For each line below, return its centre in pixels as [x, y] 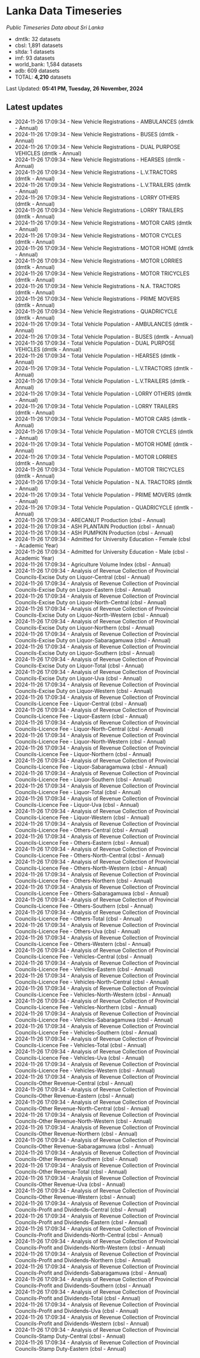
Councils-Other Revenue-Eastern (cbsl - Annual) [74, 1095]
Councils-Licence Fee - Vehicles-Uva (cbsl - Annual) [79, 1057]
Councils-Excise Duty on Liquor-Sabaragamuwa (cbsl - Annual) [93, 640]
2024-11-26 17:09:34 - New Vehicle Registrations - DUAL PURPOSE [97, 146]
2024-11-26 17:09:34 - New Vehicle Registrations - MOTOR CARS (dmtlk [103, 223]
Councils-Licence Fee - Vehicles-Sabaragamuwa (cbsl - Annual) [94, 1020]
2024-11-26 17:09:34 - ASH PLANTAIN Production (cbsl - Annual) [95, 526]
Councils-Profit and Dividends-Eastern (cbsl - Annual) [81, 1222]
